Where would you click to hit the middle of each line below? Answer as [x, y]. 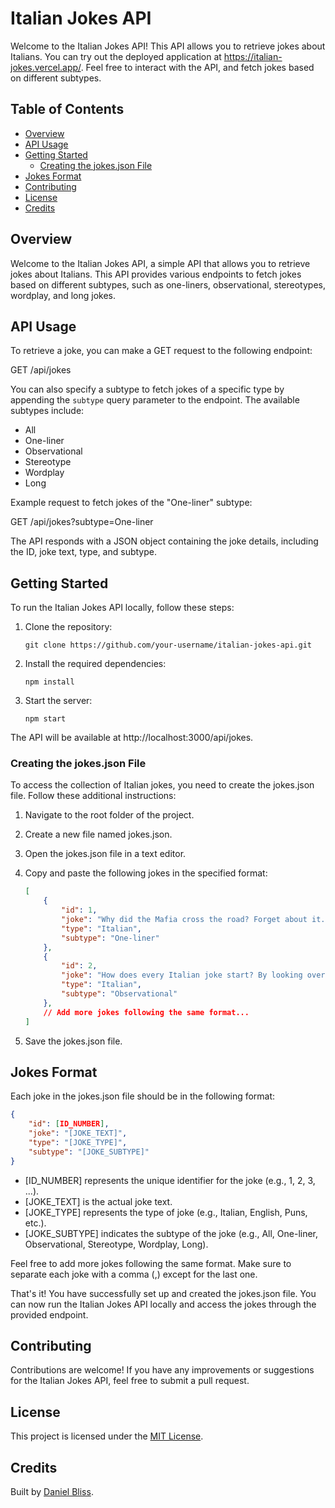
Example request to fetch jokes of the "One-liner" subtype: [131, 503]
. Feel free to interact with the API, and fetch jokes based [197, 67]
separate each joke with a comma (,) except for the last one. [134, 1274]
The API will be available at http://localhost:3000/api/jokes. [132, 738]
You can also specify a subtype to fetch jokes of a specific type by [147, 389]
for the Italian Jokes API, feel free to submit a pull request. [130, 1381]
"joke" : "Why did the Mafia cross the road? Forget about [184, 920]
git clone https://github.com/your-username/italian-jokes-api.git [168, 645]
